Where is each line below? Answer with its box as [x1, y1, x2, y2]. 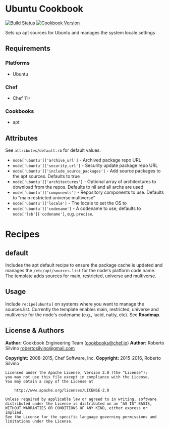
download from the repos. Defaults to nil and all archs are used [12, 184, 144, 190]
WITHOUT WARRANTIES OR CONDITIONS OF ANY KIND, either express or [5, 405, 148, 410]
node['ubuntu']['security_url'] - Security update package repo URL [12, 162, 158, 168]
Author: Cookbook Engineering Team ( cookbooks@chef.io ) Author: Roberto [5, 339, 164, 346]
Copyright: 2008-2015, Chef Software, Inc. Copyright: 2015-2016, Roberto [5, 355, 161, 361]
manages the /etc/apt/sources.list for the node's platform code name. [5, 268, 156, 274]
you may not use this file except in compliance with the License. [5, 374, 150, 379]
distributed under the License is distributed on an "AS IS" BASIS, [5, 401, 152, 406]
